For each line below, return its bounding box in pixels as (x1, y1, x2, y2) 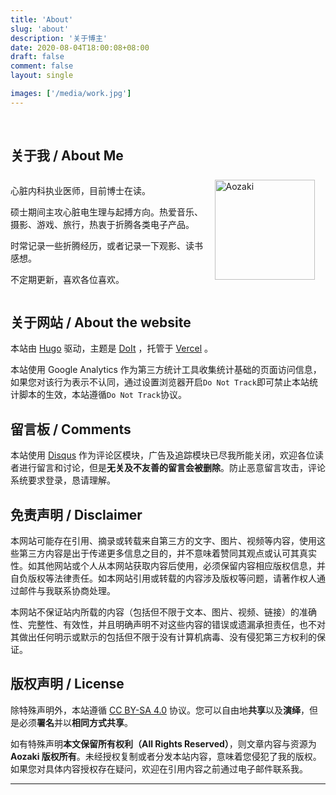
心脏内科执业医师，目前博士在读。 (10, 184, 151, 196)
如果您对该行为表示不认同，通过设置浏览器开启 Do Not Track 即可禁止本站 (10, 376, 310, 388)
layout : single (10, 71, 74, 81)
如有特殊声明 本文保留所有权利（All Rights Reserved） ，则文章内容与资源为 (10, 737, 317, 750)
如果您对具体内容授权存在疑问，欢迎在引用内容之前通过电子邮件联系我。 (10, 762, 308, 775)
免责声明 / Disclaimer (10, 506, 143, 523)
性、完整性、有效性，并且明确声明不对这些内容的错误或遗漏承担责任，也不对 (10, 619, 326, 630)
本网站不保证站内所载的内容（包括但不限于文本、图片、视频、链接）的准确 (10, 606, 317, 618)
